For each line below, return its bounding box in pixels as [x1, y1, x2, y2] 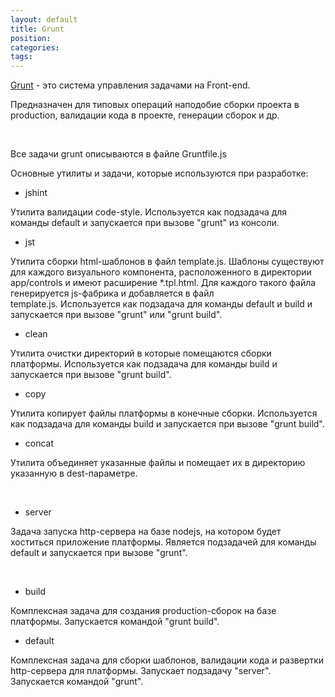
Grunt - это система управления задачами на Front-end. [10, 79, 251, 91]
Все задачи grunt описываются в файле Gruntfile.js [10, 148, 227, 160]
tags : [10, 52, 33, 62]
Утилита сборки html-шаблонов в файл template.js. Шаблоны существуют [10, 256, 325, 268]
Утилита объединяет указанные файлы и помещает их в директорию [10, 457, 306, 469]
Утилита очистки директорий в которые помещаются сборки [10, 347, 272, 360]
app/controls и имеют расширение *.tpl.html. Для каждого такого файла [10, 277, 317, 289]
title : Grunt [10, 24, 65, 34]
